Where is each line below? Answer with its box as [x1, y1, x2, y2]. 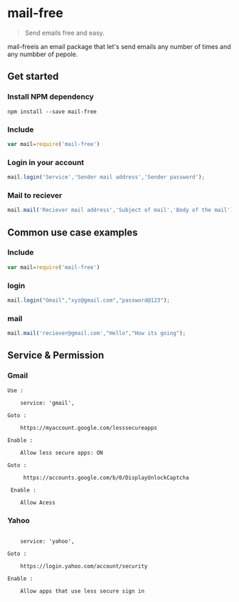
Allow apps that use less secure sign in [20, 588, 144, 595]
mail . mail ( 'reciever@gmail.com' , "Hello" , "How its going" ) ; [7, 329, 186, 337]
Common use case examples [7, 226, 138, 238]
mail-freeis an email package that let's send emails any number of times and [7, 42, 231, 51]
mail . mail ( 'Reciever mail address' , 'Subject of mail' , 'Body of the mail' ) [7, 206, 234, 214]
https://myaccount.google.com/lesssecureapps [20, 424, 158, 431]
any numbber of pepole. [7, 50, 78, 58]
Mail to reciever [7, 190, 63, 200]
